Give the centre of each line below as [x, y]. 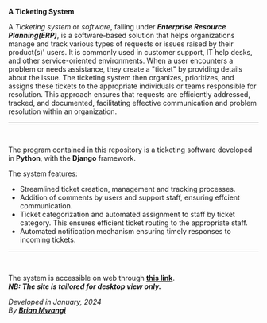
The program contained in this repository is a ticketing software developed [130, 150]
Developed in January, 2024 [55, 302]
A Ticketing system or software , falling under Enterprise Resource [117, 27]
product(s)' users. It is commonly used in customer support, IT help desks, [130, 52]
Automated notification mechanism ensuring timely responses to [126, 231]
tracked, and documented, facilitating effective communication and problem [132, 103]
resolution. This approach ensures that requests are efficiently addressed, [129, 94]
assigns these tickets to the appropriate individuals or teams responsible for [132, 86]
